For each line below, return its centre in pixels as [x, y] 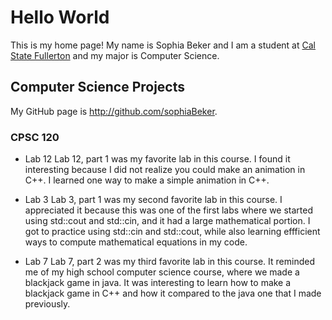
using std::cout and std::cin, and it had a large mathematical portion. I [167, 221]
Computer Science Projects [98, 87]
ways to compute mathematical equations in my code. [136, 242]
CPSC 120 [35, 137]
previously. [47, 304]
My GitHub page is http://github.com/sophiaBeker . [114, 111]
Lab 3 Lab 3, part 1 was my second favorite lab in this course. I [153, 200]
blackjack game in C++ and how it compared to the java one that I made [173, 293]
